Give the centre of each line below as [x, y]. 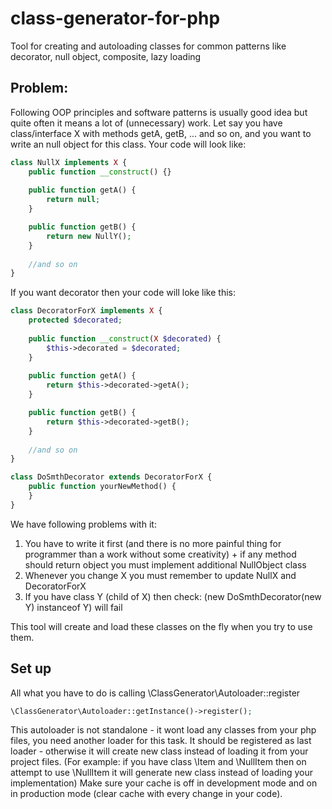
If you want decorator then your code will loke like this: [123, 293]
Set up [31, 668]
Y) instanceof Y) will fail [73, 607]
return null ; [73, 200]
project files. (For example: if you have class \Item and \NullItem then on [158, 762]
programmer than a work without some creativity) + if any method [160, 554]
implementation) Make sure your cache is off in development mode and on [164, 783]
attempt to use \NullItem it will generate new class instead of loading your [161, 773]
